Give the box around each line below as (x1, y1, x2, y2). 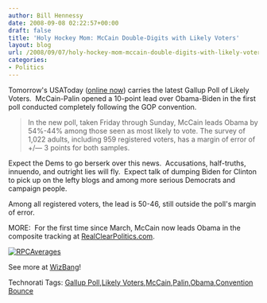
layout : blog (8, 41, 52, 49)
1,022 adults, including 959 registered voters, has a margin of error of (27, 134, 256, 144)
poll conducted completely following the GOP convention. (8, 102, 197, 111)
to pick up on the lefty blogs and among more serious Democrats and (8, 175, 236, 185)
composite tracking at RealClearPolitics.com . (8, 231, 155, 241)
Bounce (8, 286, 34, 295)
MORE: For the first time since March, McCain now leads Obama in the (8, 223, 241, 232)
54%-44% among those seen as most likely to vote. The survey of (27, 126, 246, 135)
